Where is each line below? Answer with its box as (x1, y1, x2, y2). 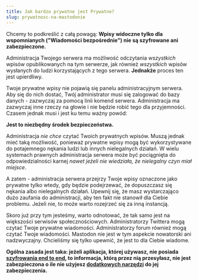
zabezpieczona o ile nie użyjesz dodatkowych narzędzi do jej (6, 261, 159, 268)
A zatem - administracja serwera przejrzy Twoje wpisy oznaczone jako (6, 175, 178, 182)
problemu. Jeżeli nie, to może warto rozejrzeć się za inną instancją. (6, 200, 169, 207)
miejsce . (6, 163, 27, 171)
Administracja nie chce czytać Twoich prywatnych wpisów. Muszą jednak (6, 132, 185, 139)
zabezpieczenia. (6, 266, 48, 274)
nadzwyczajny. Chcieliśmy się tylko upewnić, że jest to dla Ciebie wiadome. (6, 236, 190, 243)
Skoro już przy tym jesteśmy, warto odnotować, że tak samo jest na (6, 212, 170, 219)
